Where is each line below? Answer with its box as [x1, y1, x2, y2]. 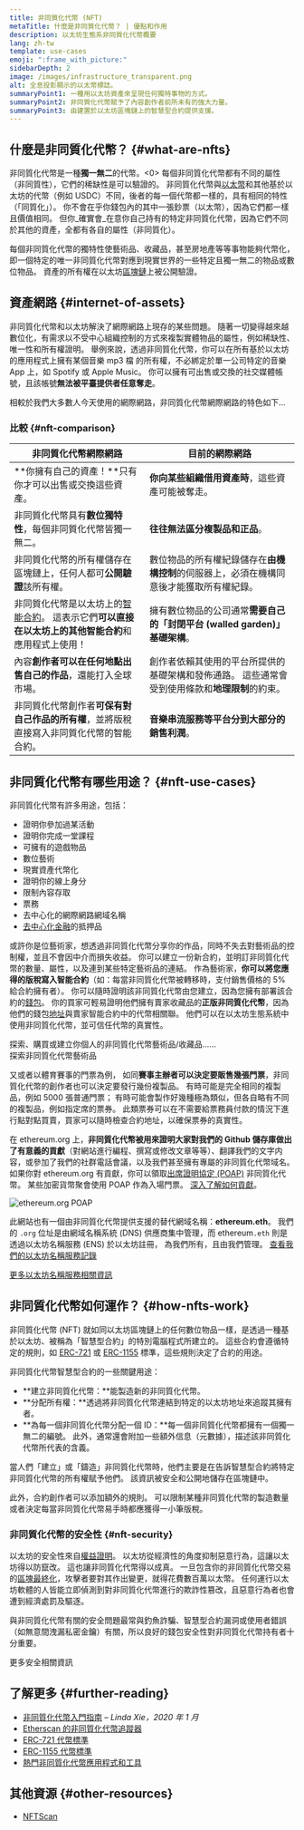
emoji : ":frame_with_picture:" [9, 55, 128, 64]
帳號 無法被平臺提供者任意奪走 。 [40, 377, 160, 388]
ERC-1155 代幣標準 [22, 1746, 92, 1757]
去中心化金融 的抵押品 [22, 921, 102, 932]
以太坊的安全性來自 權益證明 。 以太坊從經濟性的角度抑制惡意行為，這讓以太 [9, 1551, 290, 1562]
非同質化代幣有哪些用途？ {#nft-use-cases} [9, 774, 257, 789]
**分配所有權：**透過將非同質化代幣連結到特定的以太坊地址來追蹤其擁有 [22, 1397, 292, 1408]
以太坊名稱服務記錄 [24, 1250, 97, 1261]
